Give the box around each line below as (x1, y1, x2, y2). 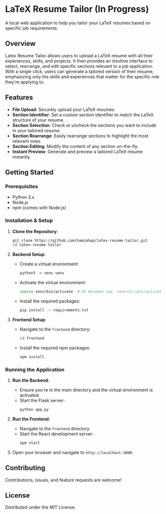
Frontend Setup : (12, 316, 46, 322)
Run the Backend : (12, 377, 49, 383)
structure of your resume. (12, 117, 65, 123)
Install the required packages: (19, 298, 81, 304)
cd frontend (19, 336, 44, 341)
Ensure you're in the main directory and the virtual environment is (19, 387, 153, 393)
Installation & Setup (5, 217, 53, 224)
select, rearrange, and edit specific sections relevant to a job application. (5, 63, 154, 69)
